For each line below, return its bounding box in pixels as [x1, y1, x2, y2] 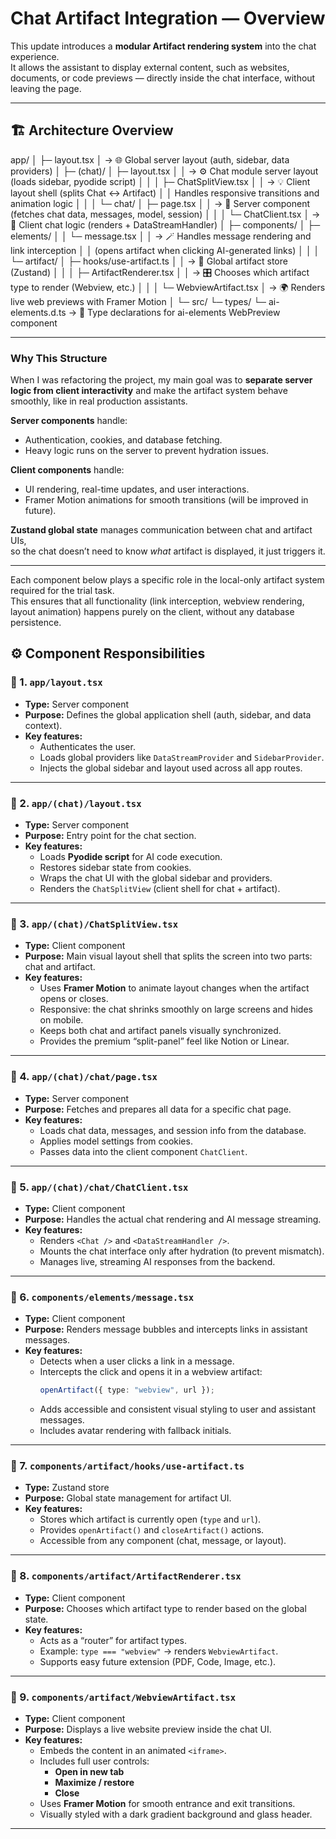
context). [24, 719, 63, 731]
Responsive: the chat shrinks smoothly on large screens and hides [39, 1003, 313, 1016]
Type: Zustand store [24, 1482, 110, 1494]
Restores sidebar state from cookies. [39, 862, 192, 874]
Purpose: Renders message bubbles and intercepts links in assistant [24, 1323, 308, 1336]
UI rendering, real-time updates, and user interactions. [24, 483, 250, 496]
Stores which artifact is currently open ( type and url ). [39, 1513, 262, 1526]
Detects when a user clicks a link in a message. [39, 1355, 235, 1367]
